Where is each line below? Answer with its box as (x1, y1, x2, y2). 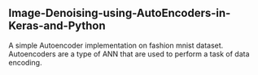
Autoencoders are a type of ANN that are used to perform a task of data (8, 48, 250, 59)
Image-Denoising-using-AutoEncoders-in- (8, 6, 231, 20)
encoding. (8, 57, 42, 67)
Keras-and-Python (8, 19, 106, 33)
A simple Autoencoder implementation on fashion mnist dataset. (8, 40, 224, 50)
